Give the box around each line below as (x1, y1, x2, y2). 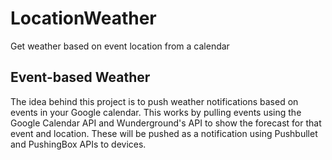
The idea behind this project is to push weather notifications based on (10, 95, 299, 107)
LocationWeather (10, 7, 157, 30)
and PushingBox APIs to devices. (10, 138, 147, 150)
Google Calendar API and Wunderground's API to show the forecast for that (10, 117, 322, 129)
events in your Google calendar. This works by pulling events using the (10, 106, 302, 118)
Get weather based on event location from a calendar (10, 40, 230, 52)
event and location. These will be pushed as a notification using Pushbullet (10, 127, 318, 139)
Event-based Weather (10, 69, 151, 86)
